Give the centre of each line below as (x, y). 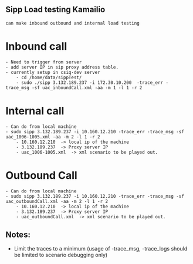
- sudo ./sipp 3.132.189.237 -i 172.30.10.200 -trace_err (90, 82)
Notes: (18, 235)
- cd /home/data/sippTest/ (49, 77)
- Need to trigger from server (44, 62)
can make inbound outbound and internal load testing (73, 23)
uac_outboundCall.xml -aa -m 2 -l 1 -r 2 (57, 201)
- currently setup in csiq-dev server (53, 72)
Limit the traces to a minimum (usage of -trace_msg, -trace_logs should (101, 249)
